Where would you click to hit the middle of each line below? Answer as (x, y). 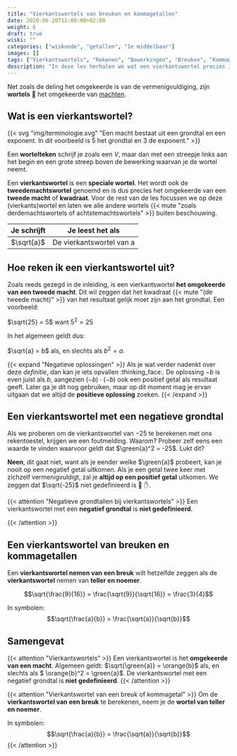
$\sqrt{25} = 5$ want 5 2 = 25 (50, 321)
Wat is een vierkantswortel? (70, 116)
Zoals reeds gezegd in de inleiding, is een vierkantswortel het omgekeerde (116, 285)
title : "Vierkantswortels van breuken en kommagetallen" (93, 14)
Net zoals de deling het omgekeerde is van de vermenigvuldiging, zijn (109, 86)
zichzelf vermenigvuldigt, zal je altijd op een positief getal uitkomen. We (113, 477)
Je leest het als (93, 230)
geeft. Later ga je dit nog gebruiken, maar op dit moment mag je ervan (109, 386)
